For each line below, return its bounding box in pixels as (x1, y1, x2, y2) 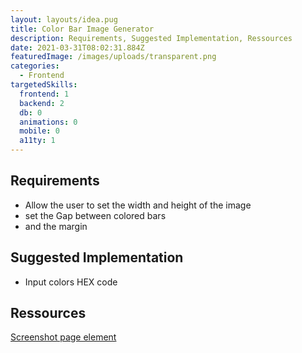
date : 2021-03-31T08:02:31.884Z (10, 42, 145, 53)
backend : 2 (19, 98, 65, 108)
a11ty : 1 (19, 136, 56, 146)
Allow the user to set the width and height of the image (24, 199, 252, 211)
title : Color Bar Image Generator (10, 24, 155, 34)
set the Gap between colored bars (24, 209, 167, 221)
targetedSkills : (10, 80, 78, 90)
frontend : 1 (19, 89, 70, 99)
